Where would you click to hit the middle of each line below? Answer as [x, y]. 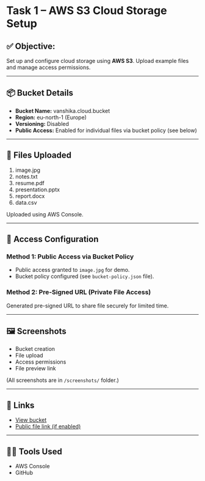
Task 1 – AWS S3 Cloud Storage [87, 11]
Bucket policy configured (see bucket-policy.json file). [85, 276]
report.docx [30, 196]
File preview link [35, 369]
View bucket [31, 420]
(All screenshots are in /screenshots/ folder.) [63, 380]
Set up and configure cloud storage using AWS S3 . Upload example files [98, 61]
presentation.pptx [37, 189]
